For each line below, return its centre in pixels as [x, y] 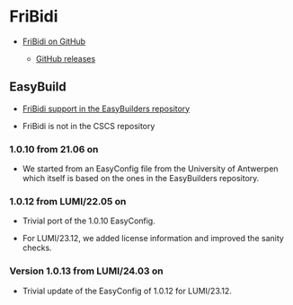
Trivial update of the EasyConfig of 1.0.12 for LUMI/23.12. [127, 291]
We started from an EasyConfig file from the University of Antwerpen [150, 169]
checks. [37, 248]
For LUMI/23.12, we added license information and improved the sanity [153, 239]
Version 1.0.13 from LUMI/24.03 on [86, 271]
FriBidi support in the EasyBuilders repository [106, 109]
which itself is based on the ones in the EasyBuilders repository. [141, 179]
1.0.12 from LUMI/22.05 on [68, 201]
